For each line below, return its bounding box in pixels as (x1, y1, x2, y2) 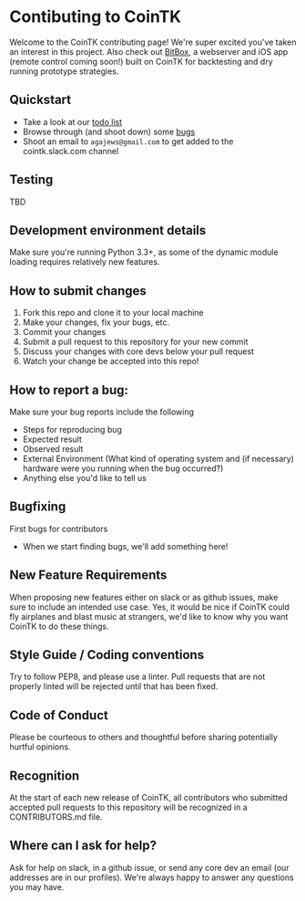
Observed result (22, 444, 84, 454)
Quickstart (9, 92, 72, 108)
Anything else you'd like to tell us (22, 473, 147, 483)
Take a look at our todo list (22, 116, 123, 127)
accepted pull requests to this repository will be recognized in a (9, 801, 248, 813)
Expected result (22, 434, 82, 445)
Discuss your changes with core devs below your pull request (22, 346, 255, 357)
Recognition (9, 768, 80, 783)
